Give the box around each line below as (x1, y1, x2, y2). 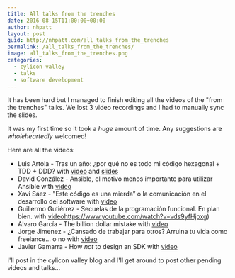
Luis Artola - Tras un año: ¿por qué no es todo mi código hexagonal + (17, 160, 221, 168)
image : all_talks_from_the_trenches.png (7, 50, 129, 57)
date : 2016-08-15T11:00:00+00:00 (7, 17, 106, 24)
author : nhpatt (7, 23, 52, 30)
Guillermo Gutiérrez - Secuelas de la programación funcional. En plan (17, 205, 220, 213)
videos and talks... (7, 264, 61, 272)
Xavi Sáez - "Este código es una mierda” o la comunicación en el (17, 189, 207, 199)
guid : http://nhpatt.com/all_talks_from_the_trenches (7, 37, 170, 44)
